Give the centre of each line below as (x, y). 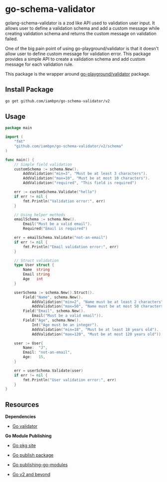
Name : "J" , (36, 348)
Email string (37, 275)
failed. (12, 39)
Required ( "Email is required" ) (55, 229)
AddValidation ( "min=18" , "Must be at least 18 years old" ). (95, 329)
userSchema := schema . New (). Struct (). (54, 292)
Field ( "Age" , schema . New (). (52, 320)
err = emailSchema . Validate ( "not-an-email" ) (61, 238)
